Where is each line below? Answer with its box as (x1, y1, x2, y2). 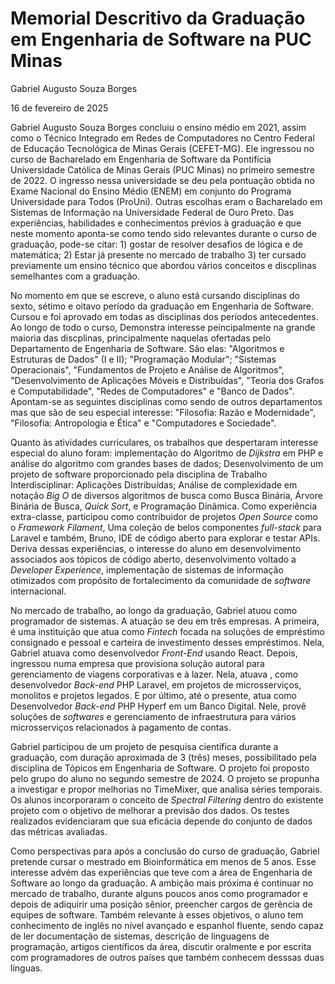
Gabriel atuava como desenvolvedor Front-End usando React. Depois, (10, 647, 298, 659)
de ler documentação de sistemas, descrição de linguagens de (10, 930, 270, 942)
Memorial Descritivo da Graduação (10, 7, 306, 30)
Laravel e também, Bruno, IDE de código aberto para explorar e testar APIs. (10, 532, 321, 544)
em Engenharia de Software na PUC (10, 28, 312, 51)
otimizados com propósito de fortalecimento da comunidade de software (10, 574, 312, 586)
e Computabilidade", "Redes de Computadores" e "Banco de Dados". (10, 385, 295, 397)
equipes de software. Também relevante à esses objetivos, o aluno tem (10, 908, 304, 921)
